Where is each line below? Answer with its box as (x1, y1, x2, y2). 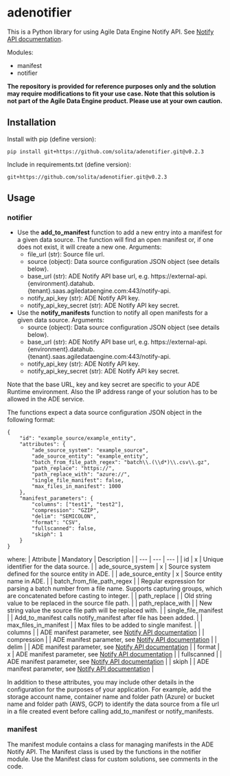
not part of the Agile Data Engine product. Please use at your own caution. (7, 96, 223, 104)
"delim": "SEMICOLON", (32, 513, 97, 520)
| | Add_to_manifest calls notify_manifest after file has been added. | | (7, 614, 203, 622)
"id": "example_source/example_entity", (19, 435, 137, 442)
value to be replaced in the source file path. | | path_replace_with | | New (7, 599, 213, 608)
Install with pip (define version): (7, 135, 97, 143)
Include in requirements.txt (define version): (7, 160, 132, 168)
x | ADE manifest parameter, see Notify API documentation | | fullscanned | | (7, 650, 222, 658)
